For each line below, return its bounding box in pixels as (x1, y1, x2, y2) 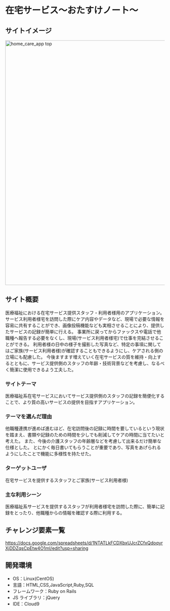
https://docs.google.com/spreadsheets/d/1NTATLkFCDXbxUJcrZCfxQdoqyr (5, 540, 163, 546)
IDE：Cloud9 (12, 600, 39, 607)
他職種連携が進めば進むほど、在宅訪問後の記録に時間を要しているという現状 (5, 425, 164, 431)
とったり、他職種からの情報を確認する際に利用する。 (14, 510, 125, 516)
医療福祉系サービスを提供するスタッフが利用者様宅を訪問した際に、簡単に (5, 504, 160, 509)
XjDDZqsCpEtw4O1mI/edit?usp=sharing (5, 545, 89, 551)
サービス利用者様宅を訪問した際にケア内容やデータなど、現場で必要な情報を (5, 316, 165, 322)
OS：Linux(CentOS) (12, 575, 55, 582)
